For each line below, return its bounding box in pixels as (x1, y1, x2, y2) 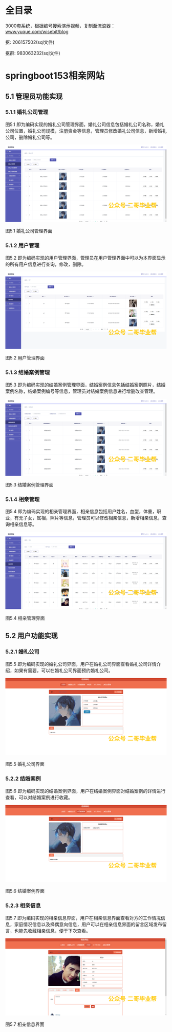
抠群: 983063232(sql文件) (5, 50, 60, 56)
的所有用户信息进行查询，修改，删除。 (5, 261, 86, 267)
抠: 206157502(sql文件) (5, 39, 55, 45)
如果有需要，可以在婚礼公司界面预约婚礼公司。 (14, 667, 113, 674)
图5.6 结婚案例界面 (5, 888, 45, 894)
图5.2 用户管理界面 (5, 355, 45, 361)
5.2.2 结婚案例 (5, 775, 41, 782)
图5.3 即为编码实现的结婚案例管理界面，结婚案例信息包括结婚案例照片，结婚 (5, 382, 166, 388)
